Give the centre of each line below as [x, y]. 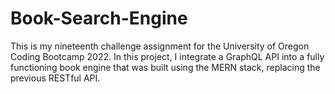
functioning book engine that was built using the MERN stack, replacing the [165, 67]
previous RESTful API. [55, 78]
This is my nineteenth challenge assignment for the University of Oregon [160, 46]
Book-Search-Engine [99, 18]
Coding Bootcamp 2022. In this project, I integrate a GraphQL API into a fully [167, 56]
